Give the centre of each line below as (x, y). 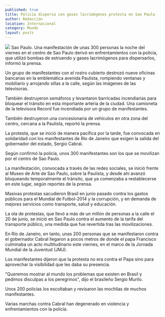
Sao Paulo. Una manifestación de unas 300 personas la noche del (78, 47)
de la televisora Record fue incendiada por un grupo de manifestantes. (77, 109)
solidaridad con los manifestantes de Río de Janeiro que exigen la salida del (82, 138)
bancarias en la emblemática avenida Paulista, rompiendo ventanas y (75, 78)
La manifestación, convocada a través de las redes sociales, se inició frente (82, 168)
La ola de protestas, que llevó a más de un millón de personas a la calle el (80, 214)
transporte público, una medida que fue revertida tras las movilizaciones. (79, 224)
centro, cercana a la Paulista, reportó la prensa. (53, 124)
